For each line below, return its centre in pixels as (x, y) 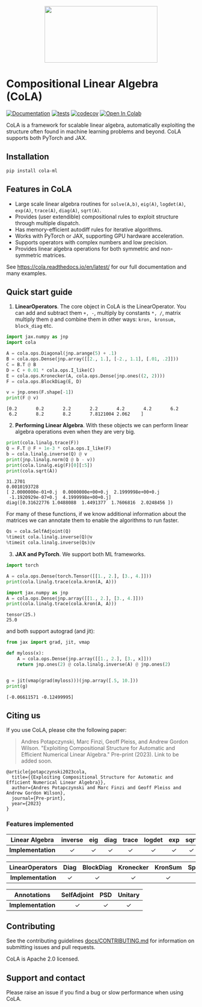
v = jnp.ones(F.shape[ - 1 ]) (40, 392)
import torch (23, 565)
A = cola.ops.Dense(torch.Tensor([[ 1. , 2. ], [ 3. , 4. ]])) (79, 576)
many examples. (26, 273)
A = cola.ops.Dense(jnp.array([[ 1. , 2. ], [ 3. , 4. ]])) (75, 598)
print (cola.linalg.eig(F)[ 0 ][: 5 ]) (50, 465)
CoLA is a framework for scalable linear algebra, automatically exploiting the (101, 125)
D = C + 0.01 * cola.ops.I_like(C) (51, 370)
